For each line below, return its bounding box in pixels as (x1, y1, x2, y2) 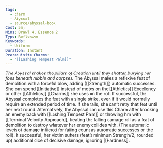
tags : (5, 7, 17, 12)
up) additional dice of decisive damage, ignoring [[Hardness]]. (5, 137, 130, 144)
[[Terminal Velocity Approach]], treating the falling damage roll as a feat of (5, 117, 155, 123)
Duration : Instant (5, 48, 43, 53)
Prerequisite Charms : (5, 52, 50, 57)
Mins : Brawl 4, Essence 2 (5, 30, 58, 35)
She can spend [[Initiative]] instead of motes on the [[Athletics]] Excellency (5, 86, 156, 92)
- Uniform (10, 43, 30, 48)
